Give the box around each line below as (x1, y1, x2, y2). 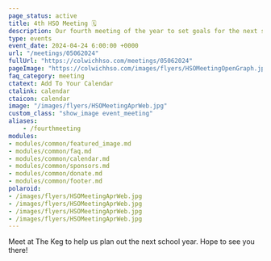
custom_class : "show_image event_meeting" (8, 110, 153, 118)
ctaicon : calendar (8, 95, 70, 103)
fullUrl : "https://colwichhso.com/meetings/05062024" (8, 57, 194, 65)
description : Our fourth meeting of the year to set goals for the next (8, 27, 258, 35)
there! (8, 246, 28, 255)
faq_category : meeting (8, 72, 85, 80)
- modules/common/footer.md (8, 177, 103, 186)
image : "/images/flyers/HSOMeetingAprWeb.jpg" (8, 102, 168, 110)
